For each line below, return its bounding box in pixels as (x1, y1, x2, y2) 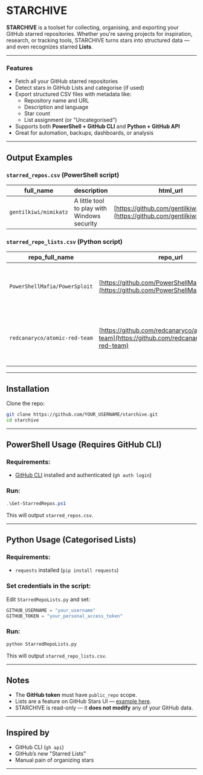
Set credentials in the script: (6, 582, 91, 590)
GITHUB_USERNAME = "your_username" (6, 607, 96, 613)
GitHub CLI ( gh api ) (14, 743, 65, 751)
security (74, 219, 98, 227)
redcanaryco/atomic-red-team (9, 335, 93, 341)
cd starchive (6, 417, 39, 423)
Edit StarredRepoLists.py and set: (6, 596, 91, 603)
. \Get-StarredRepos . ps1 (6, 500, 66, 506)
